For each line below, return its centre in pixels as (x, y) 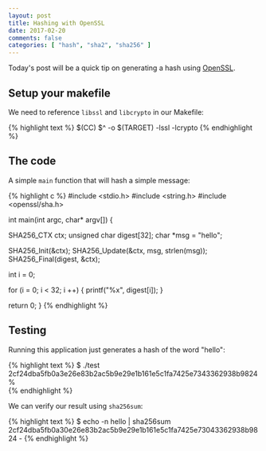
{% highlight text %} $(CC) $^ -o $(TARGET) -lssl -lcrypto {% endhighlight (131, 127)
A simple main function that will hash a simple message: (99, 180)
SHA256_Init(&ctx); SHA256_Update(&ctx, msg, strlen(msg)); (108, 250)
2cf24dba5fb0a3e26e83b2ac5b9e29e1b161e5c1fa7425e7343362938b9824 (133, 373)
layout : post (30, 16)
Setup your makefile (59, 93)
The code (32, 161)
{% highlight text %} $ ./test (54, 365)
